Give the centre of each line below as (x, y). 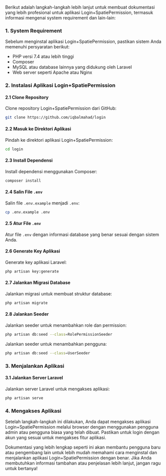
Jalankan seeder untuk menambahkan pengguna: (56, 344)
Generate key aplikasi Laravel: (36, 262)
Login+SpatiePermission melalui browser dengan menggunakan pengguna (82, 427)
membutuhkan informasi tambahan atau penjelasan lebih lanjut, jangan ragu (83, 463)
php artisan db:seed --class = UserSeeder (48, 353)
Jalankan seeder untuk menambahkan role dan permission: (66, 325)
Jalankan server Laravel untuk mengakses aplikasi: (58, 389)
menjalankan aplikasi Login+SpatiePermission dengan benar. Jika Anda (79, 458)
